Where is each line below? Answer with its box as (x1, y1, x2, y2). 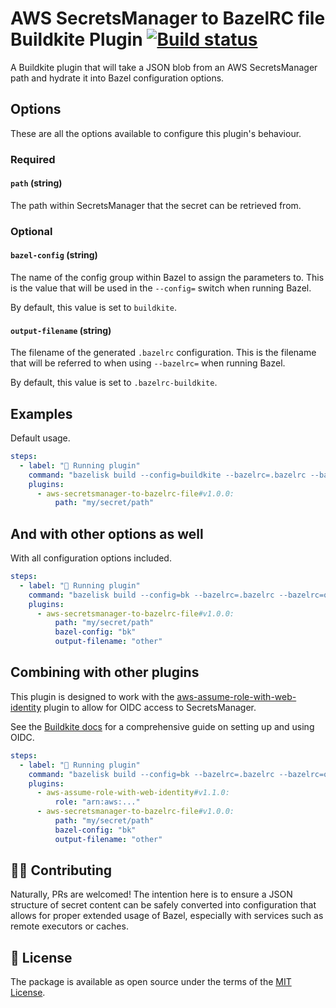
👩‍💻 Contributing (10, 862, 113, 879)
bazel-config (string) (10, 249, 98, 261)
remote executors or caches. (10, 920, 129, 932)
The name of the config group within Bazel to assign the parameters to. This (10, 272, 325, 283)
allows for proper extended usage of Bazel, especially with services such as (10, 910, 324, 922)
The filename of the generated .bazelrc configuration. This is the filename (10, 347, 317, 359)
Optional (10, 224, 53, 238)
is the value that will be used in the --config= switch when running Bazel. (10, 282, 312, 294)
